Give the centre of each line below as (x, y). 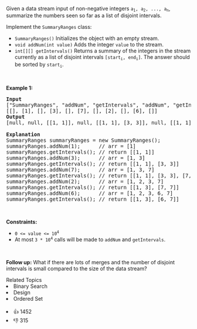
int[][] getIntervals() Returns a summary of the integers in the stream (103, 51)
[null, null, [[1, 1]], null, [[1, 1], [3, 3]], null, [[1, (94, 123)
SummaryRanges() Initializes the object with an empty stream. (87, 38)
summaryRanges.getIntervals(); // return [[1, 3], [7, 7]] (93, 187)
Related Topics (24, 280)
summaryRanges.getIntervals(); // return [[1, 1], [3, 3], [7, (99, 176)
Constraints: (22, 222)
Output (16, 117)
